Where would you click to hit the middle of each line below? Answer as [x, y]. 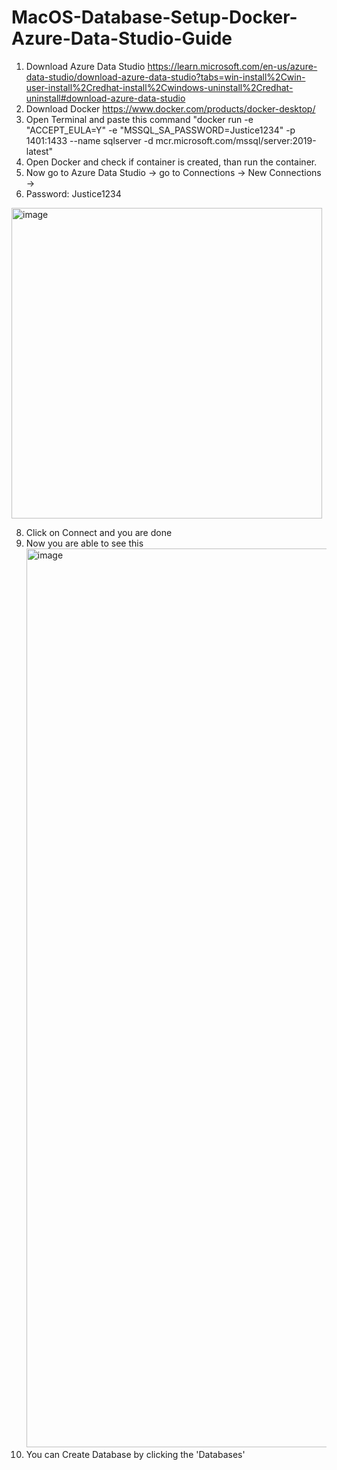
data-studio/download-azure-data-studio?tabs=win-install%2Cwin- [165, 77]
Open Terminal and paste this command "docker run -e [139, 119]
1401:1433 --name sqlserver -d [89, 140]
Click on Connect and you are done [99, 532]
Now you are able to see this [84, 543]
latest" [39, 151]
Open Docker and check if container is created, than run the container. [171, 162]
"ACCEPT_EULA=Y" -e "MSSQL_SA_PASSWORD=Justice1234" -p [160, 130]
